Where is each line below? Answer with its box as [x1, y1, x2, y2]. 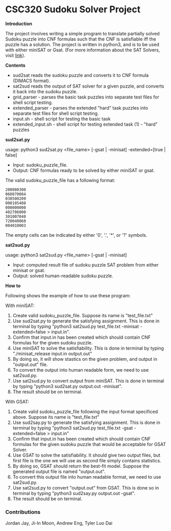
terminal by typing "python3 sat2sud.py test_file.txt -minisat [12, 323, 139, 329]
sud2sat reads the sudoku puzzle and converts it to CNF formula [12, 72, 149, 78]
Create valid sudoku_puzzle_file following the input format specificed [12, 409, 158, 415]
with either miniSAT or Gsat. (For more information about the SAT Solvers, [5, 47, 160, 53]
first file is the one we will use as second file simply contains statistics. [12, 457, 162, 463]
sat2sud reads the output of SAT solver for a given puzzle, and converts [12, 83, 164, 89]
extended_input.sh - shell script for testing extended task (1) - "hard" [12, 121, 158, 127]
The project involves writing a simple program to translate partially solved [5, 30, 160, 36]
